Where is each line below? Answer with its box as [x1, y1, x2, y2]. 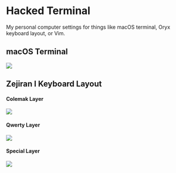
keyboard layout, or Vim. [6, 29, 66, 36]
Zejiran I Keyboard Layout [6, 79, 102, 89]
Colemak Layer [6, 95, 44, 102]
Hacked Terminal [6, 4, 91, 18]
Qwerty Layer [6, 121, 40, 128]
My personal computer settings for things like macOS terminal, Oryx [6, 23, 171, 30]
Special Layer [6, 148, 40, 155]
